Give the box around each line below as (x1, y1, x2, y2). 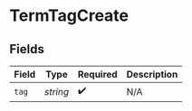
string (43, 85, 70, 97)
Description (126, 69, 178, 80)
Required (77, 69, 118, 80)
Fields (9, 42, 45, 57)
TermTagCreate (9, 5, 130, 26)
